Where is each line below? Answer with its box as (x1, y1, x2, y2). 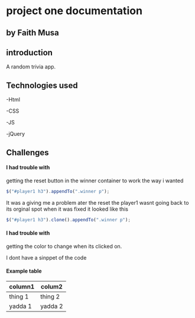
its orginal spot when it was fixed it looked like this (6, 205, 129, 212)
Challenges (6, 147, 49, 158)
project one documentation (6, 4, 143, 18)
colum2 (40, 282, 63, 290)
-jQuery (6, 130, 25, 137)
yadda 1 (9, 302, 32, 310)
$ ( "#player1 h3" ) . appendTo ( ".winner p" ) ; (6, 188, 110, 194)
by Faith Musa (6, 28, 59, 38)
